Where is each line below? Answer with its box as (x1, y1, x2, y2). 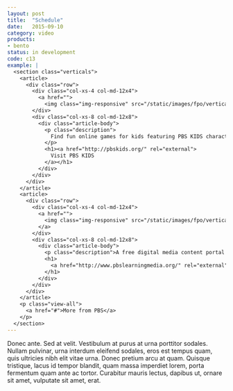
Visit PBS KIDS (51, 152, 95, 160)
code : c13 (7, 56, 36, 63)
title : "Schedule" (7, 17, 64, 24)
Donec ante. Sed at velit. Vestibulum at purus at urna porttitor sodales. (7, 339, 208, 347)
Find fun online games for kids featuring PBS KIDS (51, 133, 203, 140)
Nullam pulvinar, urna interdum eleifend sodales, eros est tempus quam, (7, 347, 213, 355)
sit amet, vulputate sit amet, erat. (7, 376, 101, 384)
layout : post (7, 10, 45, 17)
